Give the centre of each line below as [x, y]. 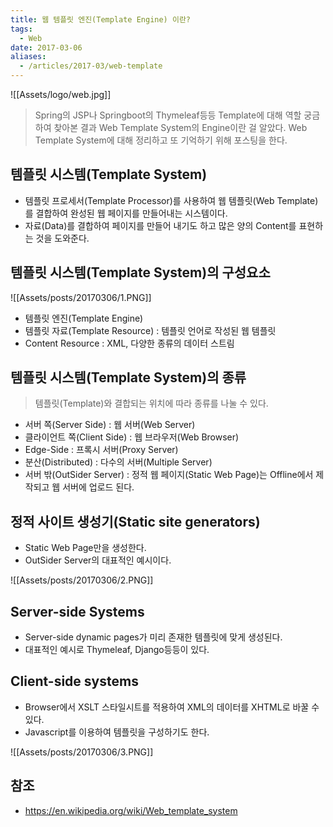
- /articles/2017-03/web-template [91, 66]
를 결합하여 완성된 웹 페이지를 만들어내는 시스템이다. [126, 213]
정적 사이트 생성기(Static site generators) [135, 521]
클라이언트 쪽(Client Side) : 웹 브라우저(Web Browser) [132, 437]
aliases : [28, 57]
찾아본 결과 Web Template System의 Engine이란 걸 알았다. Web [180, 127]
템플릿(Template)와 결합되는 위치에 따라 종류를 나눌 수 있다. [151, 403]
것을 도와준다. [62, 238]
